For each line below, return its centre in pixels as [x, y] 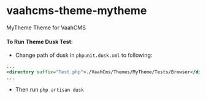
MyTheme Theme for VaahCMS [46, 28]
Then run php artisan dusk [49, 89]
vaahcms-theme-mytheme [77, 11]
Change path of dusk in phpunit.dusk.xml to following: [84, 55]
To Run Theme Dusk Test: [40, 42]
